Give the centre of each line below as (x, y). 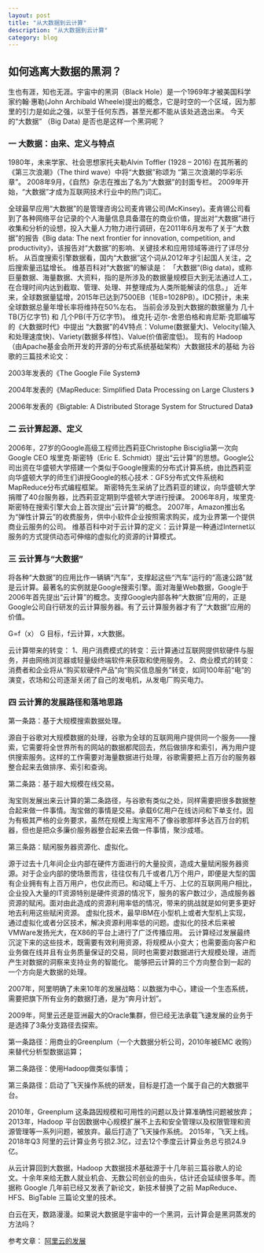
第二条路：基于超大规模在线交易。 (63, 784)
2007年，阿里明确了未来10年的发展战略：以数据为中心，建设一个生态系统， (130, 989)
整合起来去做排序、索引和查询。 (60, 767)
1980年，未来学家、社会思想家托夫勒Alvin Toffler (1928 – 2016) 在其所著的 (128, 162)
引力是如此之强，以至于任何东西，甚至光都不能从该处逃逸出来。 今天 (133, 112)
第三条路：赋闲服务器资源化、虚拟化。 (70, 847)
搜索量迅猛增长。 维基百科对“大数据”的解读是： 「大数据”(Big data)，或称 (134, 268)
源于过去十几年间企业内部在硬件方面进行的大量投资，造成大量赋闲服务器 (125, 864)
